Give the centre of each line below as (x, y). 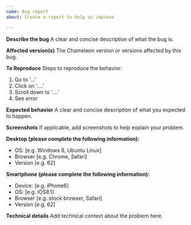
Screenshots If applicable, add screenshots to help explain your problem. (95, 127)
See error (26, 98)
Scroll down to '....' (37, 92)
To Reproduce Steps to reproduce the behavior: (64, 68)
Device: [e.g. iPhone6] (42, 186)
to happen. (19, 116)
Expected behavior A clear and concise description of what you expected (96, 110)
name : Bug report (27, 11)
